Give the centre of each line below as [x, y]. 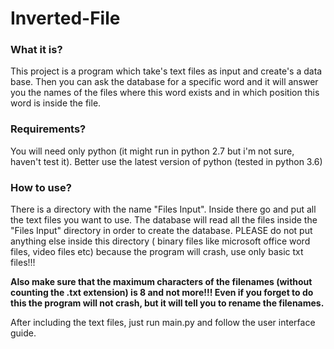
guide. [23, 333]
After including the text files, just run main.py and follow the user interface [163, 323]
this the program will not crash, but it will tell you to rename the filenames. [167, 303]
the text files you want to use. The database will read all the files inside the [164, 220]
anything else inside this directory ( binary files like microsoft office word [160, 241]
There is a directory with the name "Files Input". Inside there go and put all [163, 209]
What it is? [36, 50]
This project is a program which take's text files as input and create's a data [166, 71]
